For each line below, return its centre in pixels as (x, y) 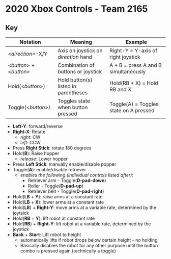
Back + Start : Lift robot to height (47, 235)
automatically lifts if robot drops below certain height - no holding (89, 240)
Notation (30, 42)
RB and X (120, 89)
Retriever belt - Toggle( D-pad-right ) (66, 191)
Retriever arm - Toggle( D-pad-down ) (67, 180)
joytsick (21, 213)
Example (136, 42)
